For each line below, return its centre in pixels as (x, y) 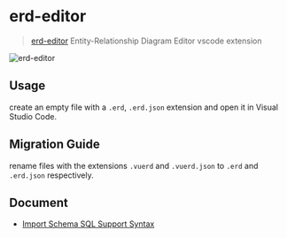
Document (39, 202)
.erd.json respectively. (52, 175)
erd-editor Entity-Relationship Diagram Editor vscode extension (146, 41)
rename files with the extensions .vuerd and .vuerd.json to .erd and (134, 165)
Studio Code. (33, 116)
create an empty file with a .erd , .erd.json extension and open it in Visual (144, 107)
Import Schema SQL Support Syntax (88, 224)
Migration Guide (54, 145)
